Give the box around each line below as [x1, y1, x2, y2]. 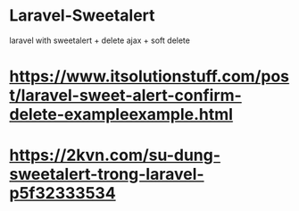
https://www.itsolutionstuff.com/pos [9, 66, 290, 87]
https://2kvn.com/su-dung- [9, 145, 221, 165]
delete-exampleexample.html [9, 105, 234, 125]
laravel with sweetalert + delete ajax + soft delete [9, 35, 190, 46]
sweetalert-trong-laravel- [9, 165, 204, 184]
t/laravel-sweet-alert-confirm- [9, 86, 243, 105]
